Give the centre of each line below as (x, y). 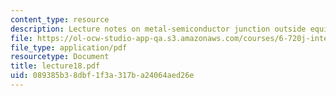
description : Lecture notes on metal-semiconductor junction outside (158, 29)
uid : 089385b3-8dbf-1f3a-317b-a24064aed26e (102, 76)
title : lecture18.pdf (55, 66)
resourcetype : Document (60, 57)
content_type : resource (60, 19)
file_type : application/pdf (69, 47)
